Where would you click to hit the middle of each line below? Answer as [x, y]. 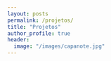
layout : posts [28, 14]
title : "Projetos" [34, 27]
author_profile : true [39, 33]
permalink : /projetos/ [40, 20]
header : [19, 40]
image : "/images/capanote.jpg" [59, 46]
